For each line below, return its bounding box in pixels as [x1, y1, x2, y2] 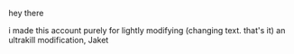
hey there [8, 8, 44, 18]
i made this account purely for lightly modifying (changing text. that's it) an [8, 25, 286, 35]
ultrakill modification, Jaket [8, 35, 109, 45]
